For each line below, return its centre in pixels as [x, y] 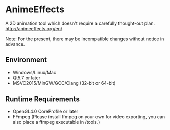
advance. [15, 44]
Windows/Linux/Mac [34, 72]
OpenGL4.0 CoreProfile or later [45, 111]
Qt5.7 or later [27, 78]
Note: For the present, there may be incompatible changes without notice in [85, 39]
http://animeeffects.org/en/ [34, 28]
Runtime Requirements [43, 99]
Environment [26, 60]
